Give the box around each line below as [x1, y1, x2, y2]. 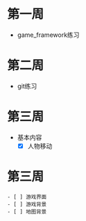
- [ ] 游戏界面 [7, 193, 47, 200]
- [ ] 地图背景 [7, 208, 47, 215]
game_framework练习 [17, 31, 80, 39]
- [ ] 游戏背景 [7, 201, 47, 208]
